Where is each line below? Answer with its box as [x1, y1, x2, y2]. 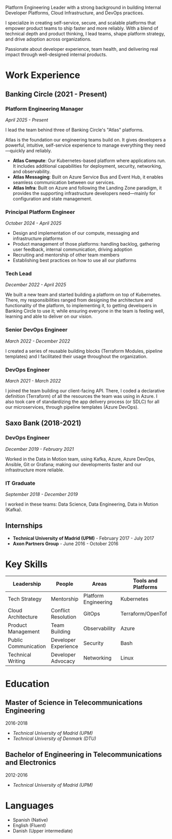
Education [5, 678, 50, 689]
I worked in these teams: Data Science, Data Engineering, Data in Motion [5, 501, 159, 507]
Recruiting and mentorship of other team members [12, 252, 120, 258]
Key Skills [5, 558, 48, 570]
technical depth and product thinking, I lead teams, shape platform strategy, [5, 31, 165, 36]
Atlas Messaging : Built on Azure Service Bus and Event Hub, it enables [12, 174, 164, 180]
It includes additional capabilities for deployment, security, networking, [12, 163, 162, 169]
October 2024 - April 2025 [5, 220, 62, 226]
